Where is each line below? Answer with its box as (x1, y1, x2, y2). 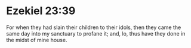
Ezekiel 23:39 (6, 4, 76, 18)
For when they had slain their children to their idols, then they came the (6, 24, 181, 31)
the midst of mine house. (6, 36, 67, 43)
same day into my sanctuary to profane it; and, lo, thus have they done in (6, 30, 186, 37)
